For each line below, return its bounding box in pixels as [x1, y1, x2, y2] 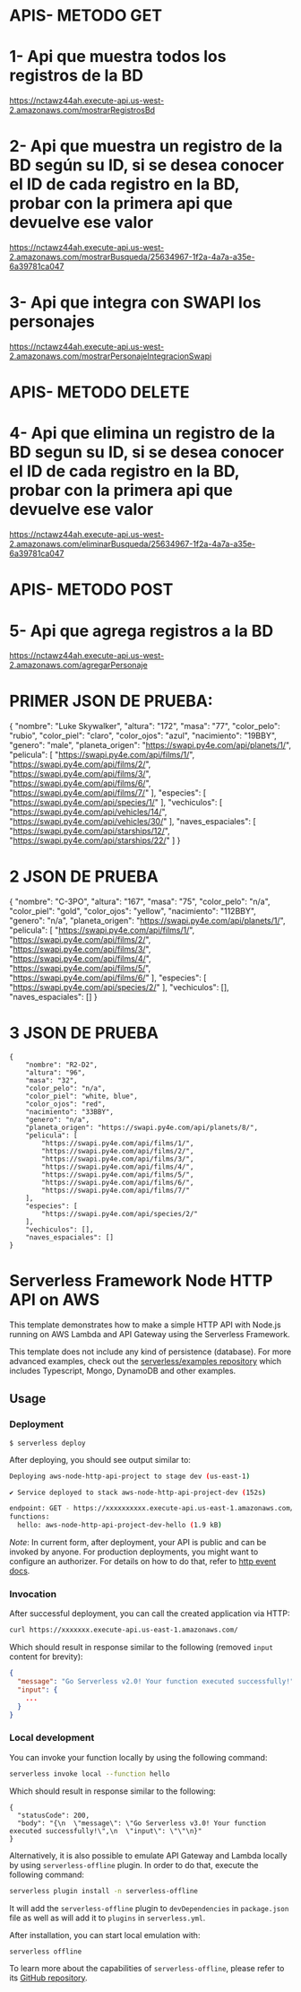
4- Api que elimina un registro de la [9, 423, 276, 444]
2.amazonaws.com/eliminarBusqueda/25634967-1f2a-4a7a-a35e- [9, 539, 256, 550]
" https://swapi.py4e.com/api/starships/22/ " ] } [9, 835, 181, 846]
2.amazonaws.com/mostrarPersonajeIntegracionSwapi [9, 351, 212, 361]
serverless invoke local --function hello [9, 1769, 170, 1779]
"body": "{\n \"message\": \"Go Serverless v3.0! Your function [17, 1818, 267, 1828]
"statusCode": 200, [17, 1811, 90, 1820]
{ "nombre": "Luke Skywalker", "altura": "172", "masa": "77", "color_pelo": [9, 721, 280, 732]
